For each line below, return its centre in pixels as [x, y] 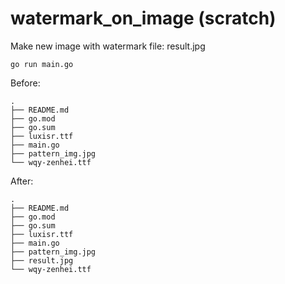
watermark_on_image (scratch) [143, 18]
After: [22, 181]
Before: [25, 83]
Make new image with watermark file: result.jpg [108, 46]
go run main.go [42, 64]
